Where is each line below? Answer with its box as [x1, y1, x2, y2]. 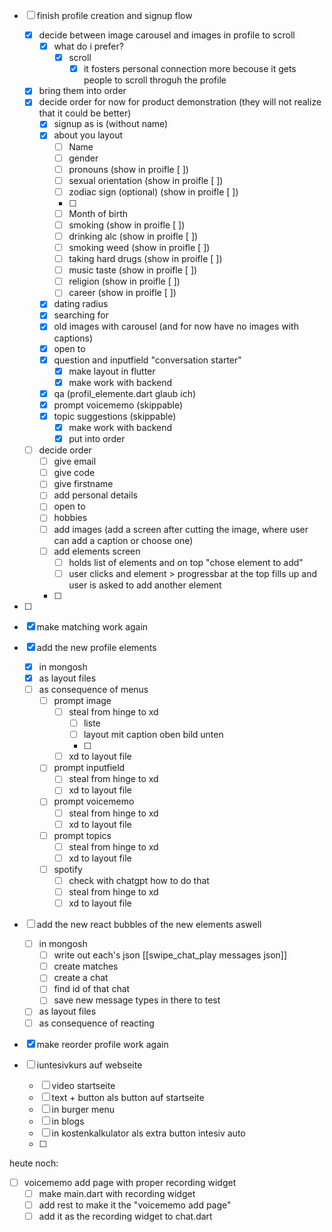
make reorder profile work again [36, 1038, 169, 1050]
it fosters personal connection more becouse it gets [83, 63, 297, 75]
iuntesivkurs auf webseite [36, 1059, 143, 1071]
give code [53, 467, 96, 479]
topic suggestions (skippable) [53, 410, 177, 422]
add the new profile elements [36, 641, 157, 653]
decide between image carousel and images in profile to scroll [38, 29, 296, 41]
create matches [53, 960, 119, 973]
